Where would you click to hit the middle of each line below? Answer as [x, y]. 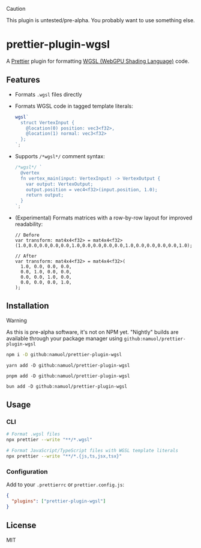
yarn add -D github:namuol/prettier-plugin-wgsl [68, 365]
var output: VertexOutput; [60, 184]
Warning [16, 320]
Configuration [27, 471]
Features [23, 80]
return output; [45, 195]
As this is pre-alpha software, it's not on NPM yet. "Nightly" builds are [92, 332]
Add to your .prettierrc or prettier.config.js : [65, 484]
